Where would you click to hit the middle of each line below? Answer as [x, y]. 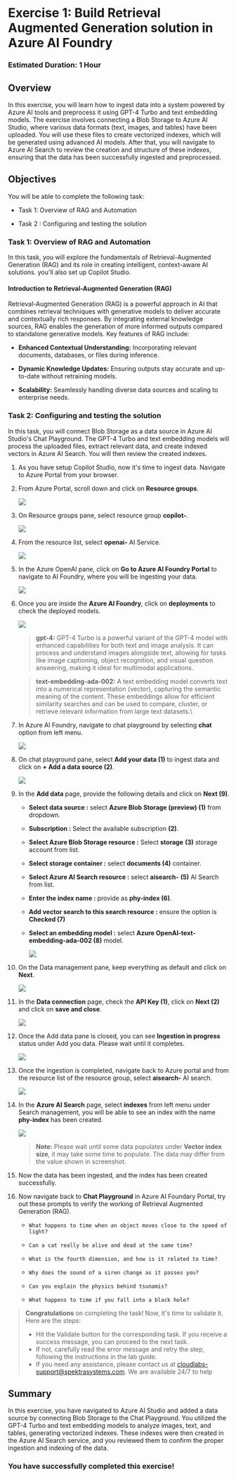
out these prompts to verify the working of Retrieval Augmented [110, 1204]
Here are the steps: [53, 1320]
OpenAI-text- [176, 932]
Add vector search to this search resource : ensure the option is [123, 911]
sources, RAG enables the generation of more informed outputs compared [116, 326]
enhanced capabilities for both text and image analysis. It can [124, 645]
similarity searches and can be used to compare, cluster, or [122, 703]
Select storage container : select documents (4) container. [115, 863]
